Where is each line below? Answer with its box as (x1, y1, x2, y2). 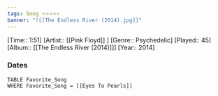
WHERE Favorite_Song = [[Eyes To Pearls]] (7, 82, 133, 89)
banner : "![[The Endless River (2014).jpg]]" (7, 17, 142, 24)
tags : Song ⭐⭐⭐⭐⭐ (7, 10, 61, 17)
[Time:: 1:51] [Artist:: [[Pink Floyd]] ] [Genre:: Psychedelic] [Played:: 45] (7, 35, 212, 44)
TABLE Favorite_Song (7, 76, 68, 83)
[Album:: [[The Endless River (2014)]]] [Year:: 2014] (7, 43, 155, 51)
